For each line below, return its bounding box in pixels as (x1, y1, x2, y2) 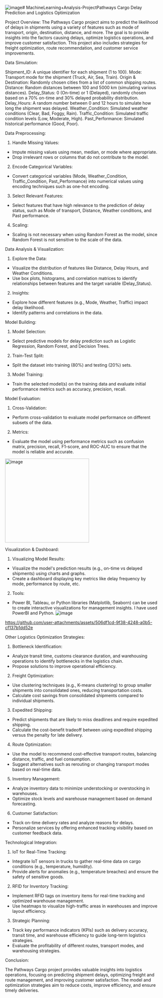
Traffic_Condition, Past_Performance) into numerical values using (12, 178, 144, 184)
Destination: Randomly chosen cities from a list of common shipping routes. (5, 79, 157, 85)
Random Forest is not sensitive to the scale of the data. (12, 237, 123, 242)
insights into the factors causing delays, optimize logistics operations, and (5, 35, 154, 40)
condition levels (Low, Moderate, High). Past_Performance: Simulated (5, 116, 145, 121)
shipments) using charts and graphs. (12, 571, 86, 576)
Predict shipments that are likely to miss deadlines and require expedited (12, 717, 158, 722)
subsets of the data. (12, 420, 53, 425)
